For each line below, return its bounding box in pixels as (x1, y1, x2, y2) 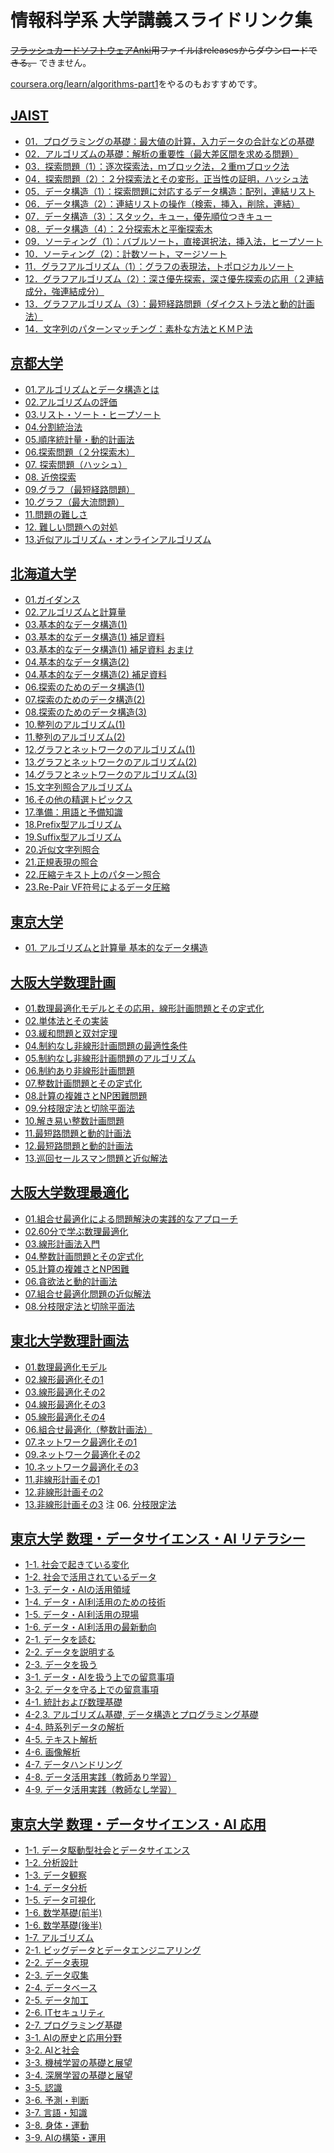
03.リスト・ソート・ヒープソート (24, 408, 162, 420)
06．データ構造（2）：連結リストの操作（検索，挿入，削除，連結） (24, 197, 300, 210)
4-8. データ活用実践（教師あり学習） (24, 1771, 177, 1783)
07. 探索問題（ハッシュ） (24, 458, 128, 470)
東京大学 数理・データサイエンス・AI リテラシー (10, 1531, 306, 1548)
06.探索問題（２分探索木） (24, 446, 135, 458)
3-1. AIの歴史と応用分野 (24, 2032, 122, 2044)
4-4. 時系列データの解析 (24, 1721, 125, 1733)
